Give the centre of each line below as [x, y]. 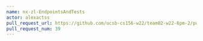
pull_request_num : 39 [34, 29]
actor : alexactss [28, 17]
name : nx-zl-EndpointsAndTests [46, 12]
